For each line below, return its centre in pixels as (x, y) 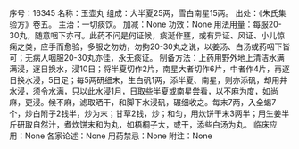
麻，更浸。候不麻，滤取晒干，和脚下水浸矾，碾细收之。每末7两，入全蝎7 (143, 102)
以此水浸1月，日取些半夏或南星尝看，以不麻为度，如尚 (179, 91)
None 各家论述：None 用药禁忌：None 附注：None (118, 136)
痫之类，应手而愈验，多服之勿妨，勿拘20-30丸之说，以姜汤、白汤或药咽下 (146, 46)
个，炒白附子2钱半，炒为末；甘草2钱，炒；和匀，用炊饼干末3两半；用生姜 (145, 113)
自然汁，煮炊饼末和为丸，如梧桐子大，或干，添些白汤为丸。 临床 (151, 124)
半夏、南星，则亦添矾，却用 (229, 80)
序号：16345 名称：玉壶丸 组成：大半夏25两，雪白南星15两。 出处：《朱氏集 (148, 13)
